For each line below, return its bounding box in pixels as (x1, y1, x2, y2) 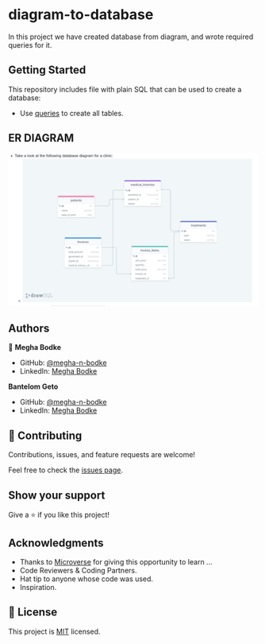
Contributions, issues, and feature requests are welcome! (8, 450, 196, 460)
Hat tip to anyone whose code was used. (19, 574, 153, 584)
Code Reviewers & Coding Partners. (19, 565, 137, 575)
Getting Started (8, 64, 86, 77)
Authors (8, 322, 50, 336)
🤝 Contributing (8, 429, 83, 442)
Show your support (8, 488, 106, 502)
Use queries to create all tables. (19, 108, 125, 118)
